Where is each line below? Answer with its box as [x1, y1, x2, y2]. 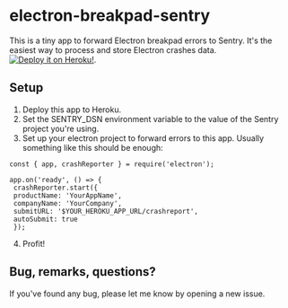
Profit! [22, 238, 46, 249]
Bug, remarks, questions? [9, 264, 157, 279]
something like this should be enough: [22, 142, 163, 153]
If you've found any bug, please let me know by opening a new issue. [9, 288, 266, 299]
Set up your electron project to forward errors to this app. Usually [22, 132, 265, 144]
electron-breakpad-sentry [9, 5, 211, 26]
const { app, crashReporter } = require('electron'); [9, 159, 215, 169]
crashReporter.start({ [13, 183, 99, 192]
